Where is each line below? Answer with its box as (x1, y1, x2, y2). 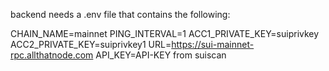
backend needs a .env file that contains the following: (10, 9, 231, 20)
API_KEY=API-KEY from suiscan (95, 49, 227, 61)
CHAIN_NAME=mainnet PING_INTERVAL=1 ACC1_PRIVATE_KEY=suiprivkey (10, 28, 320, 39)
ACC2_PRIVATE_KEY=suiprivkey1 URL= (10, 39, 172, 50)
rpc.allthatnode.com (10, 49, 94, 61)
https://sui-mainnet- (171, 39, 255, 50)
